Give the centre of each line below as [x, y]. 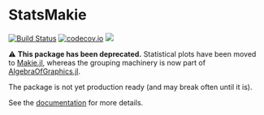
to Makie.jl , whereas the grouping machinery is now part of [107, 62]
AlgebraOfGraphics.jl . [45, 71]
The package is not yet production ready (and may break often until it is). [130, 87]
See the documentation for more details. [76, 102]
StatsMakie [48, 15]
